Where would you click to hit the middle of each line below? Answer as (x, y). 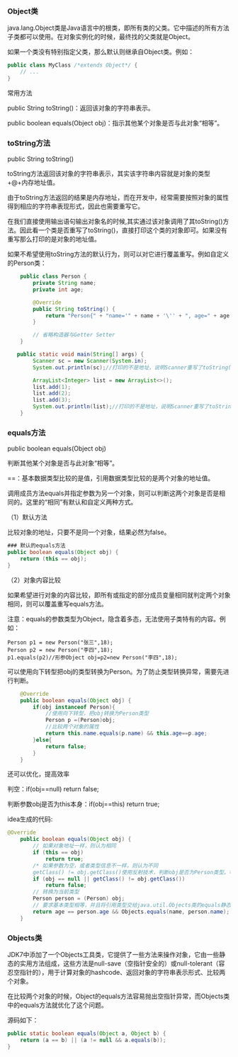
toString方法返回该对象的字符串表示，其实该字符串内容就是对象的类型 (109, 174)
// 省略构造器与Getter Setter (74, 335)
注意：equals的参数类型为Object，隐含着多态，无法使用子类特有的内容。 (114, 618)
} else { (42, 740)
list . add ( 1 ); (52, 387)
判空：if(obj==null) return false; (53, 789)
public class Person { (53, 277)
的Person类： (27, 263)
